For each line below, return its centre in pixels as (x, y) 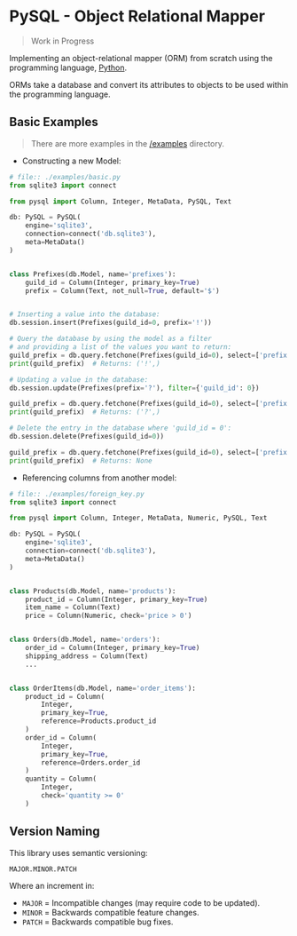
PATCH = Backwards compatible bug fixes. (98, 922)
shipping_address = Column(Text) (87, 656)
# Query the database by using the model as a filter (111, 339)
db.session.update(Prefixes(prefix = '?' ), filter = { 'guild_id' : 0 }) (134, 388)
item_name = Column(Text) (73, 607)
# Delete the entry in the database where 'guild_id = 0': (121, 428)
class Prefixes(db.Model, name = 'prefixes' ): (93, 274)
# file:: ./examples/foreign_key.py (77, 494)
